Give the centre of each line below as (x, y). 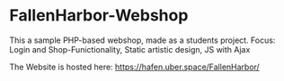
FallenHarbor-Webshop (99, 16)
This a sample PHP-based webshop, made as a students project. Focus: (142, 40)
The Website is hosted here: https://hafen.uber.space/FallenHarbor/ (135, 67)
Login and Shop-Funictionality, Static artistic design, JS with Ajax (130, 49)
